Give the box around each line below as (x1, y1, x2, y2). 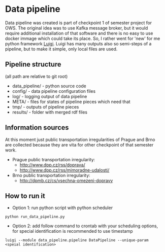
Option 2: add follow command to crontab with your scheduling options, (12, 223, 159, 229)
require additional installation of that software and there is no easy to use (5, 30, 154, 36)
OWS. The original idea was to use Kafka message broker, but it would (5, 25, 148, 31)
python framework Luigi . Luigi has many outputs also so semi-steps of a (5, 40, 152, 46)
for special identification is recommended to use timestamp (12, 228, 133, 234)
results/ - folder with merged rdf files (12, 109, 88, 115)
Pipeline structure (5, 60, 62, 69)
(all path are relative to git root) (5, 73, 68, 79)
